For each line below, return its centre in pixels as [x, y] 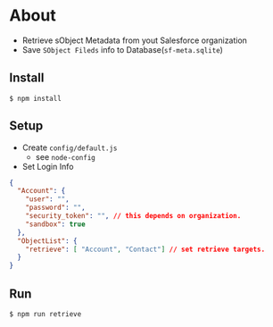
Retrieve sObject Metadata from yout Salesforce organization [135, 40]
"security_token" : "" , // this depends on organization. [133, 216]
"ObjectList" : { [47, 241]
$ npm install [36, 98]
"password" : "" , [56, 208]
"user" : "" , [47, 199]
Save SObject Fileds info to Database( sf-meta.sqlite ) [122, 49]
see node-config [65, 156]
